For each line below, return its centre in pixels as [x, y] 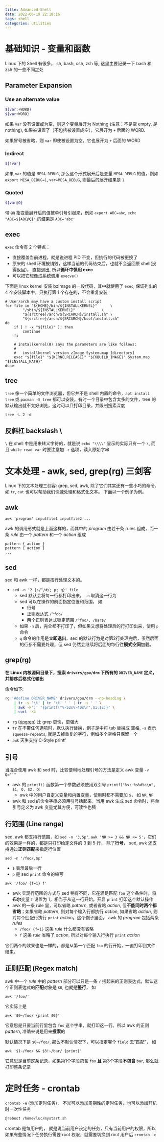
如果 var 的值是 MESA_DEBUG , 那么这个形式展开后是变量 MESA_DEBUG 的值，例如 [82, 173]
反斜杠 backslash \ [34, 431]
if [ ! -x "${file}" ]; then [44, 327]
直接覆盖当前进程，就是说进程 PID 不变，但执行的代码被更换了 [75, 257]
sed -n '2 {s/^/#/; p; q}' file [45, 590]
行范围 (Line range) [35, 824]
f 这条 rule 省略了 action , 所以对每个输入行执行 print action [80, 935]
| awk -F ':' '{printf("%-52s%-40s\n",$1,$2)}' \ [64, 707]
